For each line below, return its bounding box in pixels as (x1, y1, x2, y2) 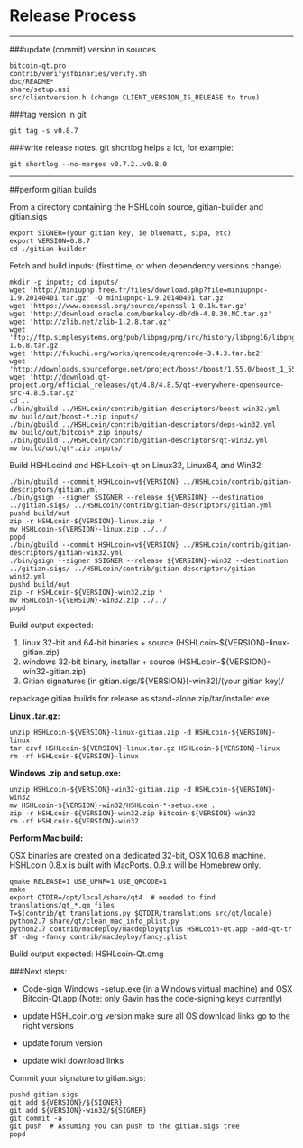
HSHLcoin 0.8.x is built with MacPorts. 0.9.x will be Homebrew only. (9, 860, 262, 870)
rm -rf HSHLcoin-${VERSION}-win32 (9, 816, 140, 825)
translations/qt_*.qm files (9, 900, 115, 909)
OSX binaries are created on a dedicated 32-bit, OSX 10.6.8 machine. (9, 850, 266, 861)
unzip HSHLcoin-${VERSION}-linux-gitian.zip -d (9, 728, 192, 737)
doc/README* (9, 77, 54, 86)
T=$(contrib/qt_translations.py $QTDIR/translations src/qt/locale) (9, 908, 272, 917)
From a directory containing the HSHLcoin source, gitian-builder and (9, 201, 264, 212)
